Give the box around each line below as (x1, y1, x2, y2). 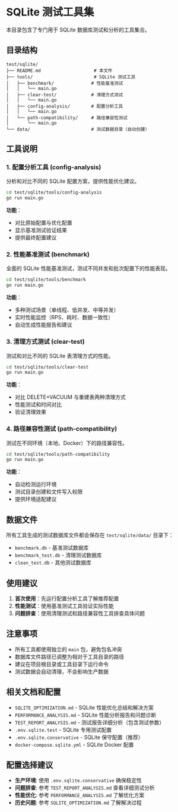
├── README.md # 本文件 (6, 68, 113, 74)
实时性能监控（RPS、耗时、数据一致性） (14, 314, 114, 321)
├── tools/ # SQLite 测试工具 (6, 74, 136, 80)
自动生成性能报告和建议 (14, 321, 72, 328)
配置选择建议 (6, 760, 53, 770)
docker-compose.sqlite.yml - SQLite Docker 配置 (14, 741, 134, 748)
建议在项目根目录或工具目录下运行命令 (14, 660, 109, 668)
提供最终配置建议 (14, 234, 57, 241)
